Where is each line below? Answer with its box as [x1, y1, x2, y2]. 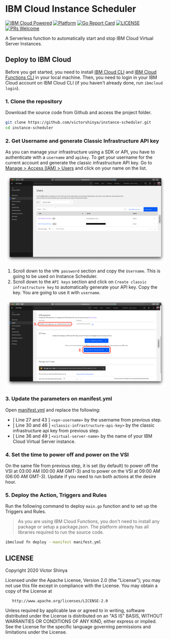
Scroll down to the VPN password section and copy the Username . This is [12, 268, 161, 274]
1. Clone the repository [5, 98, 63, 105]
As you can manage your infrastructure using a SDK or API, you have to [5, 149, 155, 155]
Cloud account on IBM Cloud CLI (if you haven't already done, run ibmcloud [5, 79, 163, 86]
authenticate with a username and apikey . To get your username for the [5, 154, 153, 160]
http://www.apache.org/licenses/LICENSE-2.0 [12, 598, 108, 603]
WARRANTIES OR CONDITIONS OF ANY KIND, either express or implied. [5, 618, 157, 624]
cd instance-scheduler [5, 125, 53, 130]
